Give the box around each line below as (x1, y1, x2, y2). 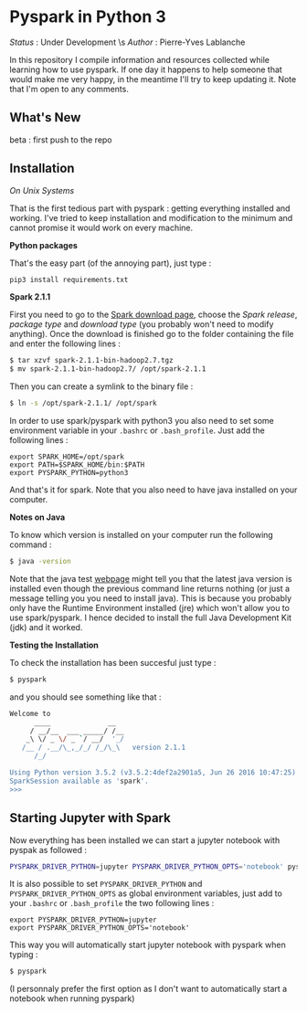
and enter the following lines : (9, 338, 122, 349)
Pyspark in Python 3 (9, 6, 166, 27)
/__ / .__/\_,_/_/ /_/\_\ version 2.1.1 (21, 743, 185, 753)
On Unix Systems (9, 185, 75, 195)
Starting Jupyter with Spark (9, 810, 171, 826)
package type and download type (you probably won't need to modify (9, 319, 274, 330)
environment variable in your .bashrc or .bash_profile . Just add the (9, 425, 265, 436)
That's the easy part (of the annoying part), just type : (9, 258, 212, 269)
